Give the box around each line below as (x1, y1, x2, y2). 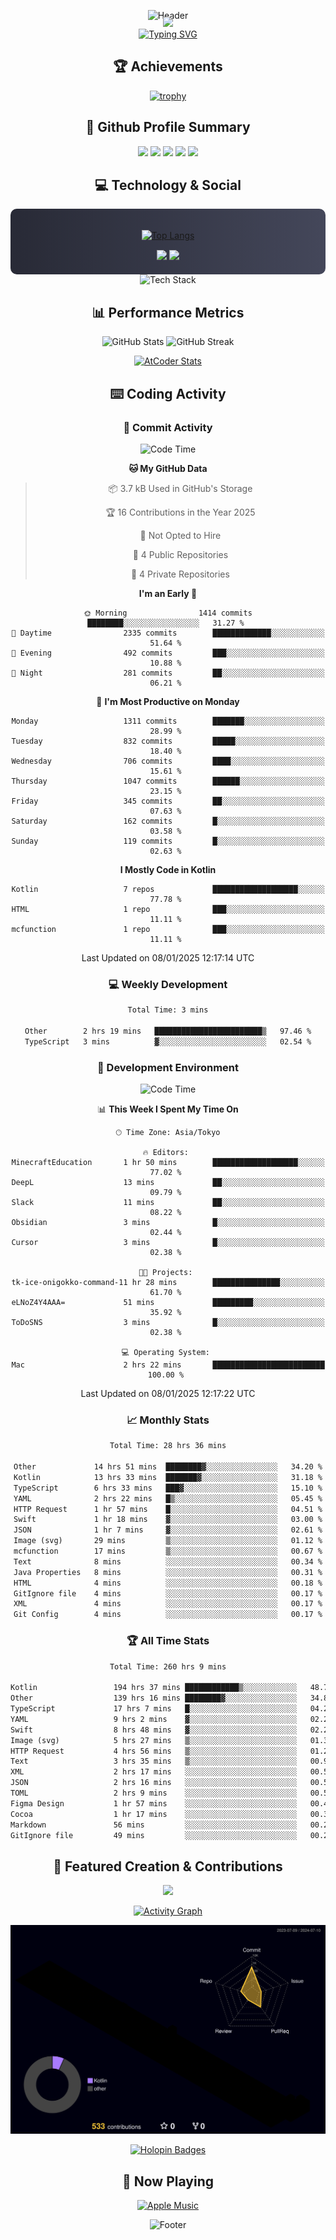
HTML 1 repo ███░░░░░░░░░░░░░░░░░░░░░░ (11, 904, 325, 914)
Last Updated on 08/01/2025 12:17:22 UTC (80, 1388, 256, 1400)
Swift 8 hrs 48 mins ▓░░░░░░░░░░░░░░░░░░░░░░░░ (10, 1725, 298, 1735)
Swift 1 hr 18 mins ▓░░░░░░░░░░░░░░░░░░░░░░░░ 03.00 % (13, 1515, 323, 1525)
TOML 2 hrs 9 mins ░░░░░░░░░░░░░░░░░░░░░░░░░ (10, 1788, 298, 1798)
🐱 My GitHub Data (128, 462, 208, 474)
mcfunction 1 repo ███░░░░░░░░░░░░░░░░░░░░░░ (11, 924, 325, 934)
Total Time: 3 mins (127, 1005, 209, 1015)
